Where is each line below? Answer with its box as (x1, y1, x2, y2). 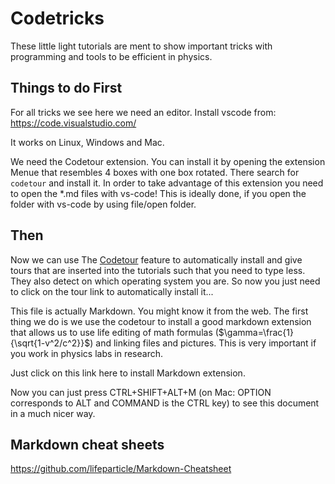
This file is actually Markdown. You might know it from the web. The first (10, 305, 309, 317)
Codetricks (10, 7, 105, 30)
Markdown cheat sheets (10, 436, 165, 453)
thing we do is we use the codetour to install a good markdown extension (10, 315, 312, 327)
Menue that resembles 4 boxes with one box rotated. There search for (10, 166, 300, 178)
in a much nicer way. (10, 407, 96, 419)
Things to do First (10, 80, 123, 97)
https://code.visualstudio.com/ (10, 117, 137, 129)
